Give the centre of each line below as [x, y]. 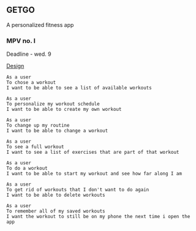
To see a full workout [35, 147]
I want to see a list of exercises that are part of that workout [93, 153]
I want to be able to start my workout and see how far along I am [94, 174]
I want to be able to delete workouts [56, 195]
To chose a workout [31, 83]
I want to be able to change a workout [57, 131]
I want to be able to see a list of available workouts [79, 88]
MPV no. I [21, 40]
